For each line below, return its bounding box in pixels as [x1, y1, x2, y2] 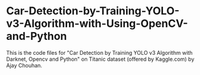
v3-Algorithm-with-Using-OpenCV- [6, 17, 188, 30]
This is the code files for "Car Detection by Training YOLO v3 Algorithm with [6, 49, 193, 56]
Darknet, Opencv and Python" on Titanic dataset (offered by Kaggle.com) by [6, 55, 195, 62]
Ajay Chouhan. [6, 61, 43, 69]
